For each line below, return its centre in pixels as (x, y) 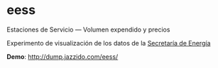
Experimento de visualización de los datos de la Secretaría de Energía (109, 43)
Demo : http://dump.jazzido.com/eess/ (62, 56)
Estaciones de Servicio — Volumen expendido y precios (88, 29)
